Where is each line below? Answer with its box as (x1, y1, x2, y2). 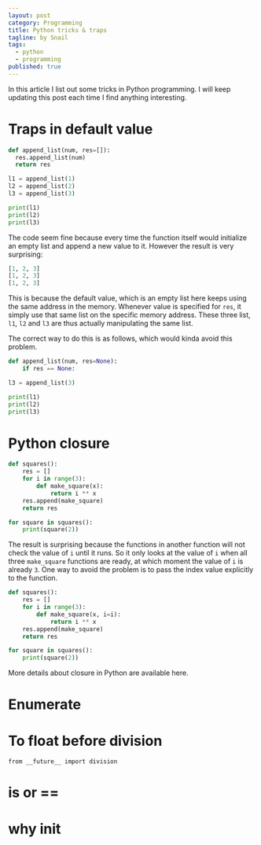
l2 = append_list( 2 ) (8, 183, 76, 190)
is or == (8, 784, 60, 802)
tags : (8, 41, 26, 49)
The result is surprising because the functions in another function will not (8, 540, 245, 549)
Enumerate (8, 696, 82, 714)
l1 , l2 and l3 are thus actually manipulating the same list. (8, 319, 194, 328)
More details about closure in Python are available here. (8, 668, 189, 677)
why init (8, 820, 61, 838)
